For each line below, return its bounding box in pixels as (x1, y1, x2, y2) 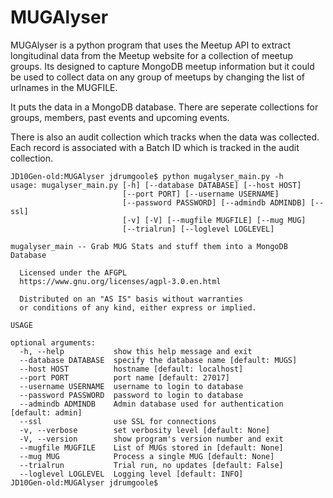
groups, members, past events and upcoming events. (10, 111, 230, 123)
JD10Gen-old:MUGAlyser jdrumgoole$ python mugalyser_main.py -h (10, 171, 284, 181)
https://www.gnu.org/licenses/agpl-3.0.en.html (19, 276, 222, 286)
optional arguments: (10, 337, 97, 348)
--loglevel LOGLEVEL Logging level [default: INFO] (19, 469, 244, 479)
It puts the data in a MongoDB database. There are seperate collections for (10, 101, 319, 113)
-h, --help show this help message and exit (19, 346, 253, 356)
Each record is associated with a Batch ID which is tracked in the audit (10, 141, 300, 153)
